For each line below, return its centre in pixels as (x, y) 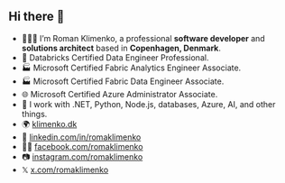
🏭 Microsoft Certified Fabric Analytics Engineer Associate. (131, 68)
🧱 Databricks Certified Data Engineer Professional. (115, 57)
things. (34, 114)
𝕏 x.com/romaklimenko (65, 169)
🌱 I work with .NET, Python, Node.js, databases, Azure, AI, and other (148, 104)
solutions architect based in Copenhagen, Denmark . (121, 48)
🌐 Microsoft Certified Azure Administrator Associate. (120, 94)
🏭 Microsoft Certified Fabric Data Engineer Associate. (123, 81)
